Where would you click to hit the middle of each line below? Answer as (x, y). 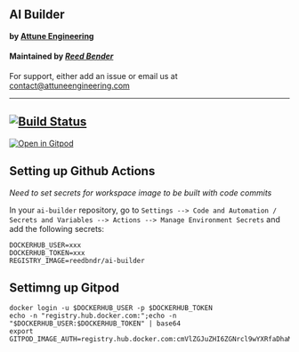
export (21, 332)
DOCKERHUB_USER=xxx (45, 245)
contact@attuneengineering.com (70, 86)
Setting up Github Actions (82, 171)
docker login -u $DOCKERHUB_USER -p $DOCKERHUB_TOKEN (111, 308)
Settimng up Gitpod (65, 288)
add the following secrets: (57, 228)
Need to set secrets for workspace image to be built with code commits (141, 192)
